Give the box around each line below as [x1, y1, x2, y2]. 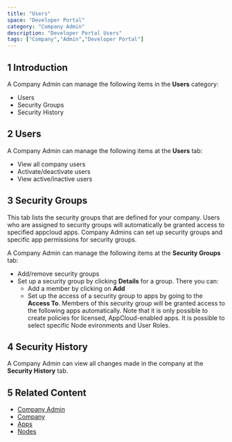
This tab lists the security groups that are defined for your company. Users [7, 213, 220, 222]
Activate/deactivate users [17, 167, 91, 175]
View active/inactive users [17, 175, 93, 183]
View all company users [17, 160, 86, 168]
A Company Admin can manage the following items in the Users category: [7, 80, 219, 88]
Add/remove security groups [17, 269, 100, 278]
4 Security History [7, 341, 88, 353]
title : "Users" [7, 10, 51, 17]
